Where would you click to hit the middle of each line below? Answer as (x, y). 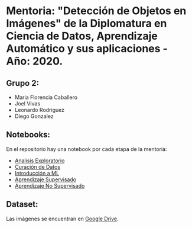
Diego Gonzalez (34, 116)
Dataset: (22, 205)
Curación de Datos (38, 166)
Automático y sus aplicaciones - (87, 49)
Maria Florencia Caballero (46, 97)
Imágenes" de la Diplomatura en (87, 23)
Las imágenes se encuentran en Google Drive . (63, 219)
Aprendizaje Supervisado (45, 179)
